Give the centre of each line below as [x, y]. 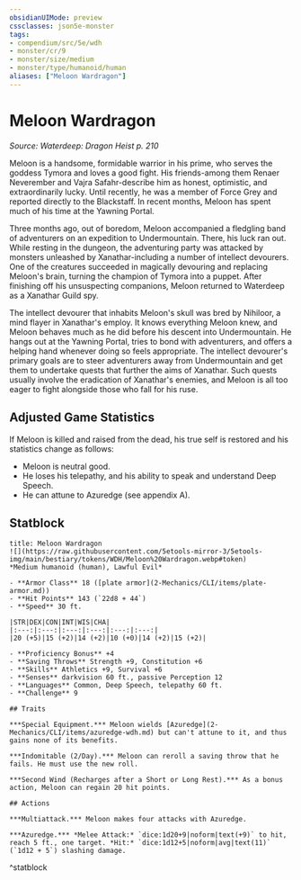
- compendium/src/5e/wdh [56, 43]
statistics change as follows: [62, 449]
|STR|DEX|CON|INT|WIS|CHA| [60, 623]
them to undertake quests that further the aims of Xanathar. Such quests [143, 370]
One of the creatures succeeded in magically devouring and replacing [138, 266]
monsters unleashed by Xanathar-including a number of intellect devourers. [149, 256]
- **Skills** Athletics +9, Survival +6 [86, 670]
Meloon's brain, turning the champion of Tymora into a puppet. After [136, 276]
